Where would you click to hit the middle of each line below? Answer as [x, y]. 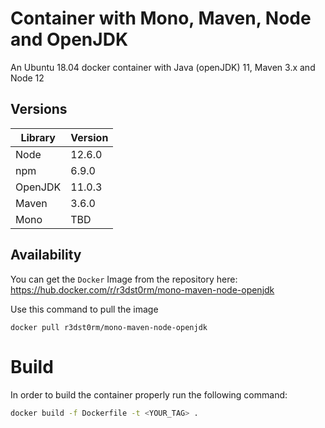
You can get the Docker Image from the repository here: [124, 279]
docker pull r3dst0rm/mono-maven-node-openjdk [109, 327]
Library [38, 137]
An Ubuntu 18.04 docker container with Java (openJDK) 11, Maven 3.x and [163, 67]
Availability [46, 255]
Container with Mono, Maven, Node [161, 18]
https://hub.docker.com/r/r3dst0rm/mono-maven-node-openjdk [142, 289]
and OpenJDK [69, 39]
